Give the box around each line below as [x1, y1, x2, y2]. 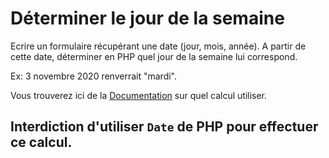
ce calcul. [10, 134, 73, 151]
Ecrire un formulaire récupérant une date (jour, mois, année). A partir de [10, 40, 307, 52]
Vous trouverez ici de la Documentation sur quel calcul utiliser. [10, 89, 268, 101]
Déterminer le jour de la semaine [10, 7, 285, 30]
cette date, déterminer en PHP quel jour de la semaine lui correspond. [10, 50, 298, 62]
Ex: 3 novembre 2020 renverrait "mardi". [10, 70, 178, 82]
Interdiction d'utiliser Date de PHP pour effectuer [10, 118, 319, 136]
